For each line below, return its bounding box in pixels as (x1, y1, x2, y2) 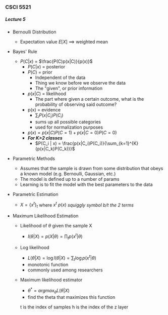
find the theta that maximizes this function (27, 294, 116, 300)
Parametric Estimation (12, 191, 59, 197)
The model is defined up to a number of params (20, 176, 120, 182)
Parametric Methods (12, 155, 55, 162)
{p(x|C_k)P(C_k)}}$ (35, 145, 75, 151)
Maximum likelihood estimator (20, 277, 83, 283)
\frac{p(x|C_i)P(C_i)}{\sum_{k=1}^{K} (62, 140, 139, 146)
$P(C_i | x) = (35, 140, 62, 146)
